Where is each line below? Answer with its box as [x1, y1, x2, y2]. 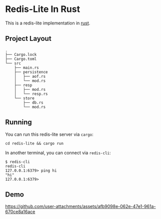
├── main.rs [14, 65, 39, 70]
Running [5, 118, 32, 127]
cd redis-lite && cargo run [5, 141, 64, 146]
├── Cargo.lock [5, 52, 37, 57]
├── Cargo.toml [5, 56, 37, 61]
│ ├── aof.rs [14, 74, 46, 79]
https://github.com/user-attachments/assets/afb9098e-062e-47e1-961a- [5, 204, 156, 210]
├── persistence [14, 69, 48, 74]
